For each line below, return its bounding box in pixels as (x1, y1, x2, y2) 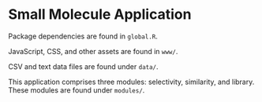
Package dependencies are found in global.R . (8, 31, 158, 41)
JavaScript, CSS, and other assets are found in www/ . (8, 46, 178, 56)
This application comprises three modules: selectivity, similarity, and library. (8, 77, 255, 86)
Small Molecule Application (8, 5, 192, 24)
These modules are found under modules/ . (8, 85, 145, 95)
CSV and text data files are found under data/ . (8, 61, 159, 71)
